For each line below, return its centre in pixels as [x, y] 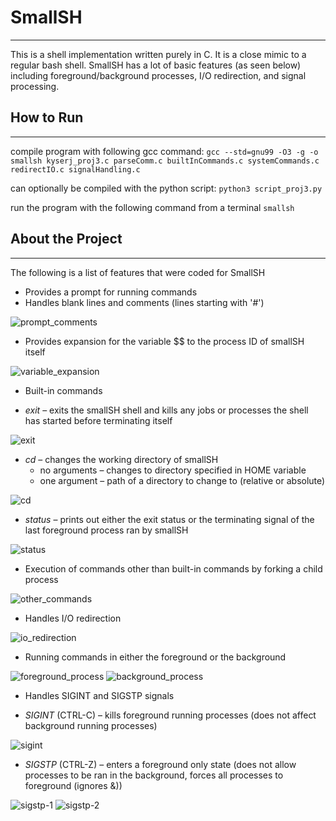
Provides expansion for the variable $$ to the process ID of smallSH [164, 341]
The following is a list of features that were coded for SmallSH [138, 272]
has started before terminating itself [98, 420]
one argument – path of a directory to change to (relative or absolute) [182, 480]
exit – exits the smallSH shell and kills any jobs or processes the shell [166, 410]
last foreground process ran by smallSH [106, 530]
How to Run [47, 117]
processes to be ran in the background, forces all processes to [154, 775]
